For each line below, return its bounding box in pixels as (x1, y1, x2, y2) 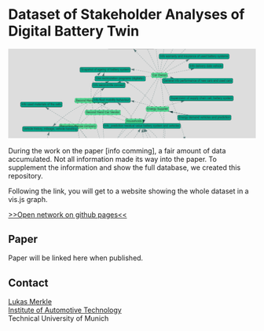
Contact (8, 276, 49, 289)
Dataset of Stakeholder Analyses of (8, 6, 245, 24)
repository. (8, 171, 43, 180)
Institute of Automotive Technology (8, 305, 122, 315)
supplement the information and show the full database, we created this (8, 163, 241, 172)
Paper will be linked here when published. (8, 253, 144, 263)
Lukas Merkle (8, 297, 53, 307)
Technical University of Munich (8, 314, 109, 323)
